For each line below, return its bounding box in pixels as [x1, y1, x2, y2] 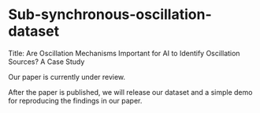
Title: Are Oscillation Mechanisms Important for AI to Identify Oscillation [8, 48, 240, 58]
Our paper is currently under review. [8, 72, 126, 81]
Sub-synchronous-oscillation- [8, 6, 212, 24]
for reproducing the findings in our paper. [8, 96, 143, 105]
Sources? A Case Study [8, 57, 85, 66]
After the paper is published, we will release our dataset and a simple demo [8, 87, 253, 96]
